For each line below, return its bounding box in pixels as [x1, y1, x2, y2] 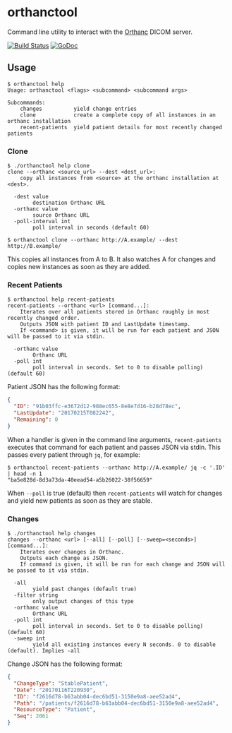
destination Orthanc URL [32, 199, 106, 207]
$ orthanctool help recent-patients [7, 296, 115, 304]
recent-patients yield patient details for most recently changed [20, 124, 222, 131]
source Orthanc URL [32, 212, 90, 219]
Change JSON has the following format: [7, 660, 123, 668]
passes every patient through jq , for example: [7, 450, 141, 459]
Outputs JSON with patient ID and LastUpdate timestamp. [20, 321, 191, 328]
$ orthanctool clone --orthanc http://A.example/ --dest [7, 237, 178, 244]
